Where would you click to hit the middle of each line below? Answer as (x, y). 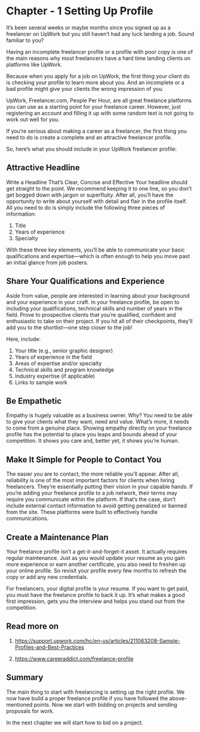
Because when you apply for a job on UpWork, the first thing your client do (98, 76)
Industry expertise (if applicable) (55, 376)
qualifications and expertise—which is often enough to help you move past (98, 256)
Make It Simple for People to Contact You (84, 459)
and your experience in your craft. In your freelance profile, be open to (93, 302)
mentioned (19, 705)
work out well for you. (33, 119)
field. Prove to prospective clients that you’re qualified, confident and (91, 314)
